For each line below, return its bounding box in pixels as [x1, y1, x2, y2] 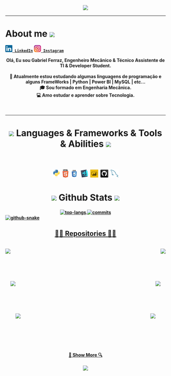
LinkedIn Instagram [14, 48, 64, 53]
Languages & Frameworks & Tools [16, 128, 162, 139]
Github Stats [58, 192, 113, 203]
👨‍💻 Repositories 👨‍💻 [54, 229, 117, 238]
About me [5, 28, 48, 40]
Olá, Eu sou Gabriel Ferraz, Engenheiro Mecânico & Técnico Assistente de [6, 57, 165, 64]
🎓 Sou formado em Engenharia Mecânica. [39, 84, 132, 91]
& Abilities [60, 138, 104, 150]
